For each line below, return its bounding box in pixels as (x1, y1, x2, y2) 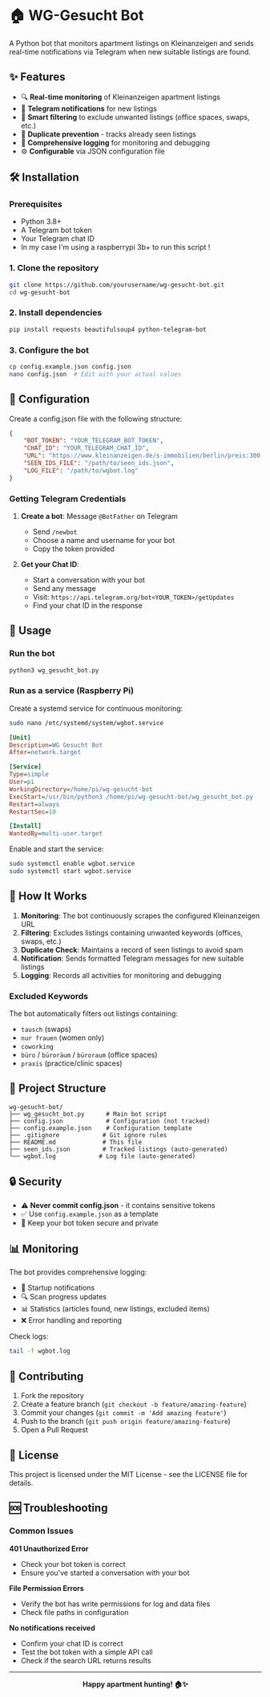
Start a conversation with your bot (32, 575, 145, 585)
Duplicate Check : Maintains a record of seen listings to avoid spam (20, 944, 244, 954)
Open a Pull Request (20, 1425, 89, 1434)
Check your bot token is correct (20, 1559, 126, 1569)
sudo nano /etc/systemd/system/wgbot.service (9, 719, 163, 727)
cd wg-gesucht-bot (9, 288, 71, 296)
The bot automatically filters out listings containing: (9, 1009, 179, 1018)
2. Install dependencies (9, 307, 103, 318)
